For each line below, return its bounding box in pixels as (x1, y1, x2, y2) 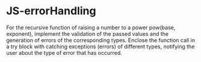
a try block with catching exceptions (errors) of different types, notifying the (6, 43, 195, 50)
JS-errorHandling (6, 4, 96, 18)
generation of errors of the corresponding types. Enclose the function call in (6, 36, 196, 44)
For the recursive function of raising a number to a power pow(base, (6, 24, 176, 31)
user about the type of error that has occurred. (6, 49, 122, 56)
